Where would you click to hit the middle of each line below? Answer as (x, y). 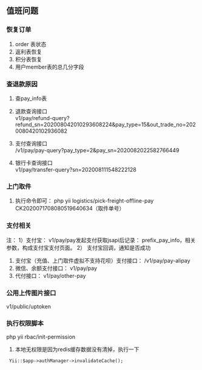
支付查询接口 (31, 143)
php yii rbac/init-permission (41, 337)
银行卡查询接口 (34, 163)
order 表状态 (31, 44)
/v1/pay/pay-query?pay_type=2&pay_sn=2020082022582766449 (97, 150)
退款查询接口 (31, 111)
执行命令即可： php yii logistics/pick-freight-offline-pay (84, 201)
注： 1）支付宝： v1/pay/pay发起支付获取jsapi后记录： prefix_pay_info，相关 (101, 240)
